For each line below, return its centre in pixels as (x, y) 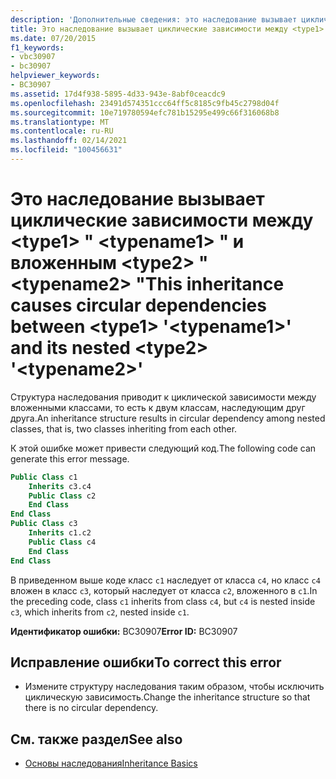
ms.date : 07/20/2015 (53, 38)
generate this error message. (70, 458)
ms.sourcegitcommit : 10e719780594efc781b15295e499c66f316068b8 (145, 112)
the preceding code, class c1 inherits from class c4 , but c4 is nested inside (163, 601)
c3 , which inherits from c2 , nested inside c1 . (100, 612)
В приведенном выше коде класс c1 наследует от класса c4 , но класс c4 (165, 580)
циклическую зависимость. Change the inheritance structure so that (167, 697)
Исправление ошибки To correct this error (146, 662)
